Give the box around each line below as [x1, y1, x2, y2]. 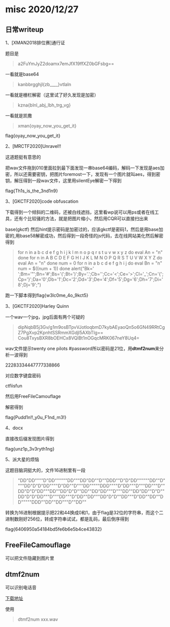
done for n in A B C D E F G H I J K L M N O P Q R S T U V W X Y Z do [17, 255, 162, 260]
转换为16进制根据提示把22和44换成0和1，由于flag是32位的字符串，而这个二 [5, 510, 164, 515]
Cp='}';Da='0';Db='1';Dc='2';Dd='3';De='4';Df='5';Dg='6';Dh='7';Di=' [17, 276, 163, 282]
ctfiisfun [5, 383, 23, 388]
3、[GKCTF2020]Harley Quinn [5, 303, 70, 309]
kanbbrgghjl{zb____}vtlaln [17, 82, 72, 87]
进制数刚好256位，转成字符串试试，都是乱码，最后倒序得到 [5, 516, 129, 522]
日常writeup [5, 25, 44, 34]
